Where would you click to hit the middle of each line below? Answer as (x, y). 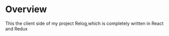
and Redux (16, 28)
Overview (26, 9)
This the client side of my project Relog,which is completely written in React (84, 23)
